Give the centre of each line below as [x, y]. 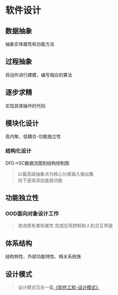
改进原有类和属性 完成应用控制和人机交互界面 [65, 226]
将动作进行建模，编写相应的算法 [39, 75]
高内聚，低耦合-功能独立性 [33, 137]
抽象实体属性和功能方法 [30, 44]
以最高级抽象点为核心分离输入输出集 [56, 174]
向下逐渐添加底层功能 [40, 180]
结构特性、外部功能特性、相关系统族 [43, 257]
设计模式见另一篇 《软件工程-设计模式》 [59, 287]
